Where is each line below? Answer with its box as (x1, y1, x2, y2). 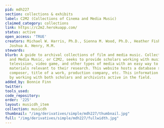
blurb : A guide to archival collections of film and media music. (5, 52, 143, 57)
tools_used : (5, 89, 29, 93)
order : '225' (5, 98, 32, 103)
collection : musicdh (5, 107, 47, 112)
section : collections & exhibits (5, 12, 73, 17)
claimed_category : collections (5, 20, 69, 26)
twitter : (5, 84, 23, 89)
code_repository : (5, 93, 41, 98)
